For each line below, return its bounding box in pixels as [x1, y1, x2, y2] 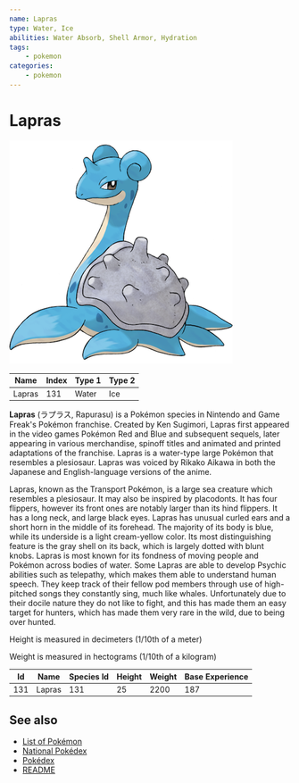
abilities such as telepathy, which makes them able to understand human [9, 570, 277, 580]
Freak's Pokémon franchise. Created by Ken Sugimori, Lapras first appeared [9, 420, 290, 430]
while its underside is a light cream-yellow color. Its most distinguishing [9, 531, 272, 542]
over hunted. [9, 617, 56, 628]
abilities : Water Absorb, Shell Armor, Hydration [9, 33, 198, 42]
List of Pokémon [21, 737, 83, 747]
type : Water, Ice [9, 23, 74, 33]
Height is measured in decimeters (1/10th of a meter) [9, 634, 203, 645]
